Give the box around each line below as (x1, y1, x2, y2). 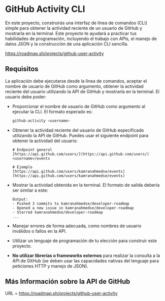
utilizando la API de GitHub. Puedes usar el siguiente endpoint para (12, 132, 149, 138)
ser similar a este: (12, 187, 48, 193)
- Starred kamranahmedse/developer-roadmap (12, 209, 103, 215)
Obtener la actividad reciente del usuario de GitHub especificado (12, 127, 144, 133)
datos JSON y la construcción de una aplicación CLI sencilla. (5, 41, 129, 47)
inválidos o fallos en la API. (12, 228, 67, 234)
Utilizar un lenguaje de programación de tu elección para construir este (12, 238, 157, 244)
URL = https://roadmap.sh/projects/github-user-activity (5, 291, 118, 297)
